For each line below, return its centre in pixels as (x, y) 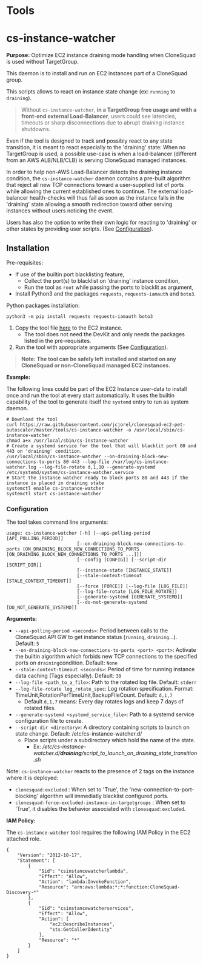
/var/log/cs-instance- (141, 462)
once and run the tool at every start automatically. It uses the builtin (90, 395)
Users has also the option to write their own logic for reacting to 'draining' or (101, 223)
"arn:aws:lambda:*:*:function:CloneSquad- (126, 887)
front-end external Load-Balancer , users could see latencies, (99, 117)
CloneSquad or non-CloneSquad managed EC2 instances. (96, 365)
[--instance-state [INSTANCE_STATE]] (124, 571)
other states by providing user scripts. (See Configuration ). (80, 229)
